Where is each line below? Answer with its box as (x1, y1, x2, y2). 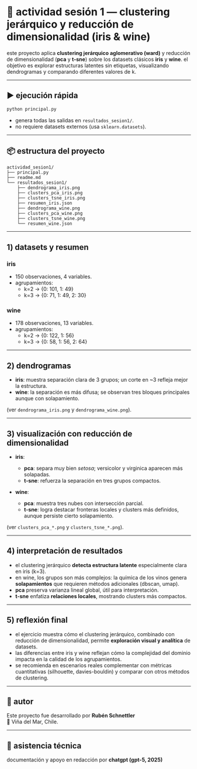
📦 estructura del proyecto (6, 146, 105, 156)
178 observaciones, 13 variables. (15, 320, 94, 327)
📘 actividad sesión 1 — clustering (6, 5, 170, 19)
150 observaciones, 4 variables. (15, 273, 92, 280)
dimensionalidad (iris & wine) (6, 30, 151, 43)
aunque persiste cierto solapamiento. (23, 512, 114, 520)
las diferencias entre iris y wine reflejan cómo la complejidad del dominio (15, 649, 191, 656)
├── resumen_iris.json (17, 200, 72, 207)
